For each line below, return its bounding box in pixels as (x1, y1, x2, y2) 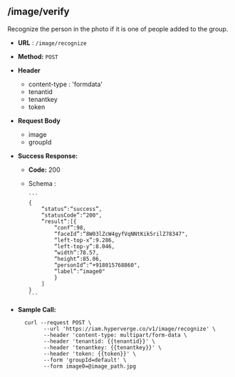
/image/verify (7, 6, 70, 18)
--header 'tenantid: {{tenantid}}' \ (43, 338, 155, 345)
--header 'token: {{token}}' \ (43, 350, 137, 357)
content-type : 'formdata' (28, 80, 103, 88)
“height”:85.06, (53, 255, 103, 262)
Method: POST (17, 52, 58, 61)
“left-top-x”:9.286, (53, 237, 115, 244)
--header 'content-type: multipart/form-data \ (43, 331, 187, 339)
